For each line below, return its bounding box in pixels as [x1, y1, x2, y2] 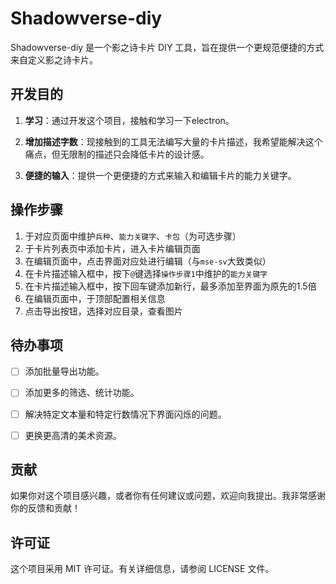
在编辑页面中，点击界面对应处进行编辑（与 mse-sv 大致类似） [24, 255, 272, 267]
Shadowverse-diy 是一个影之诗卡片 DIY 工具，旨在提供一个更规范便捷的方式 [10, 41, 325, 53]
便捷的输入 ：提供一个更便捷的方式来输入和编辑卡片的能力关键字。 [24, 169, 297, 181]
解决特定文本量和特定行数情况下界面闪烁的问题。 [24, 408, 227, 420]
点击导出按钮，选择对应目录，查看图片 [24, 305, 183, 317]
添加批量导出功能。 [24, 365, 105, 377]
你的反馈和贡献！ [10, 502, 81, 514]
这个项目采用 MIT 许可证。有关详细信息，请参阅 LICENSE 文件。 [10, 563, 275, 575]
